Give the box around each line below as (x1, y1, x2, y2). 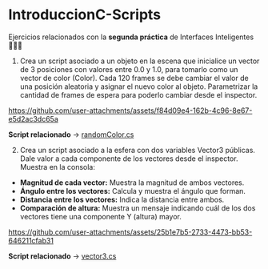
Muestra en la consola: (19, 162, 96, 171)
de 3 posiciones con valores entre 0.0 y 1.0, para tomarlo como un (19, 64, 238, 74)
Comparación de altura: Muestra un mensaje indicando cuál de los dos (19, 203, 256, 213)
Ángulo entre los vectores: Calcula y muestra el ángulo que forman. (19, 186, 246, 195)
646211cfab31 (8, 235, 54, 245)
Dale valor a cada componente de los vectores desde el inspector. (19, 154, 238, 163)
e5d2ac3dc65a (8, 114, 58, 123)
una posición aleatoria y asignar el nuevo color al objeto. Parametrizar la (19, 82, 258, 91)
